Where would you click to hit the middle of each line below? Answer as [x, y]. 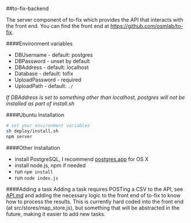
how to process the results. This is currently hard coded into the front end [95, 201]
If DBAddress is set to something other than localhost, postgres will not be [95, 97]
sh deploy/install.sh [32, 131]
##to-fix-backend [27, 8]
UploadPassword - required [48, 80]
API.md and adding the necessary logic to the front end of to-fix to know [93, 195]
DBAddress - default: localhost [51, 67]
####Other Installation [33, 147]
